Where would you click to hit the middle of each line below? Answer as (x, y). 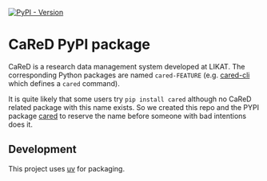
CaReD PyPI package (79, 45)
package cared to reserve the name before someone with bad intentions (127, 116)
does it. (21, 124)
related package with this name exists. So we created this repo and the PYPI (134, 107)
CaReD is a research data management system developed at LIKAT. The (127, 66)
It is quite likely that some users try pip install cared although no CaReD (130, 99)
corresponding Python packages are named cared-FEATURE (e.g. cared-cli (129, 75)
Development (43, 150)
